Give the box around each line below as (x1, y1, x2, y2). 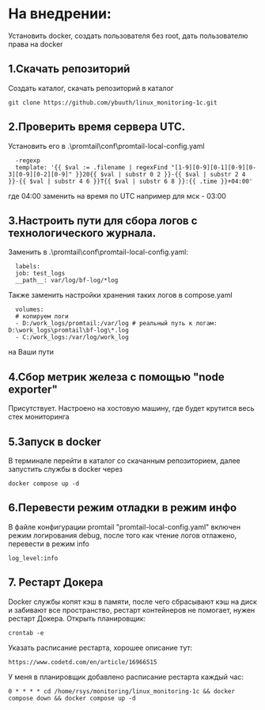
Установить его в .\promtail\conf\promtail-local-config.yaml (8, 141, 205, 150)
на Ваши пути (8, 347, 54, 357)
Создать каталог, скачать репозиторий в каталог (8, 83, 174, 93)
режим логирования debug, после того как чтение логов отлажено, (8, 530, 237, 540)
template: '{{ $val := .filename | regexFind (15, 163, 168, 171)
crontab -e (8, 628, 44, 637)
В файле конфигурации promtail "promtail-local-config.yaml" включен (8, 522, 241, 531)
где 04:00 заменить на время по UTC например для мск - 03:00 (8, 191, 227, 200)
